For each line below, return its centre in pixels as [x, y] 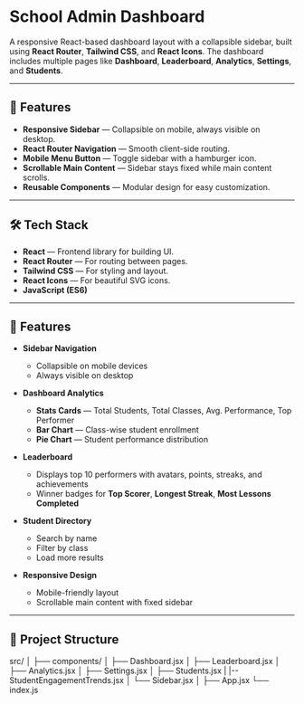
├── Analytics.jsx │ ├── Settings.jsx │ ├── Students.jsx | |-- [124, 671]
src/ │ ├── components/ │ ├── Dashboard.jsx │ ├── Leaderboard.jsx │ [145, 661]
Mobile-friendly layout [77, 593]
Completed [57, 503]
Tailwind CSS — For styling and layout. [95, 271]
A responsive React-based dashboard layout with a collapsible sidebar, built [151, 42]
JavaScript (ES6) [55, 290]
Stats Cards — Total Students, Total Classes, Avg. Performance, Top [164, 411]
